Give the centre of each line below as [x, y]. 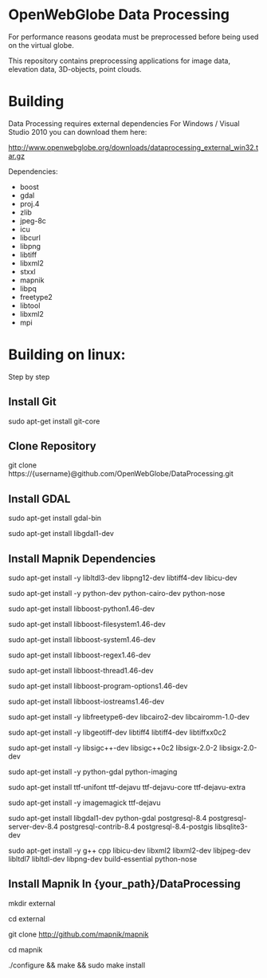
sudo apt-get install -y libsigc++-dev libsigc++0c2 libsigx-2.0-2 [113, 748]
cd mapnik [26, 949]
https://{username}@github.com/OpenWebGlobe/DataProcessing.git [121, 474]
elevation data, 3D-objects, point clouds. [75, 69]
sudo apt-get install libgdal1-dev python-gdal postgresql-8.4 [108, 818]
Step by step [29, 377]
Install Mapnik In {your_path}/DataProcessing [124, 884]
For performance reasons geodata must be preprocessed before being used [133, 37]
